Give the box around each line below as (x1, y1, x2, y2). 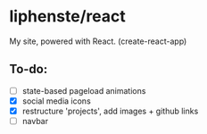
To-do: (9, 62, 48, 77)
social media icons (21, 96, 91, 106)
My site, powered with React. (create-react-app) (9, 36, 187, 46)
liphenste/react (9, 6, 127, 27)
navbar (21, 115, 49, 126)
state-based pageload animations (21, 85, 146, 96)
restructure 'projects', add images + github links (21, 105, 199, 116)
